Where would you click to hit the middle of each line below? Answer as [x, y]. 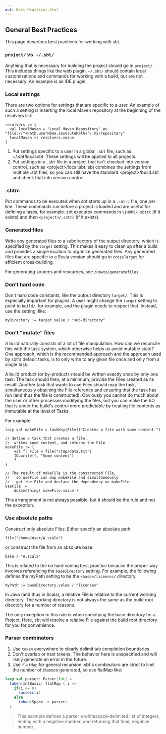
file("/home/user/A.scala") [34, 538]
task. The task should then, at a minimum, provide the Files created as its [80, 379]
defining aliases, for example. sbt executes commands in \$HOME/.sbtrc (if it [83, 212]
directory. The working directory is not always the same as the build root [79, 599]
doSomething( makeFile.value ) [46, 491]
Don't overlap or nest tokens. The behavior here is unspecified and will [84, 654]
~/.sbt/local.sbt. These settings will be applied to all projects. [74, 156]
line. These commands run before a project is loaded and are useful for [78, 207]
